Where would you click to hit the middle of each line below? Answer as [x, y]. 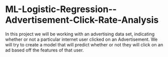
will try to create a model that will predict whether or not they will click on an [84, 44]
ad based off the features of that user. [45, 50]
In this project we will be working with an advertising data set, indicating [80, 34]
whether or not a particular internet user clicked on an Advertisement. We [81, 39]
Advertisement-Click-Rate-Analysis [82, 20]
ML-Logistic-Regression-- [61, 9]
